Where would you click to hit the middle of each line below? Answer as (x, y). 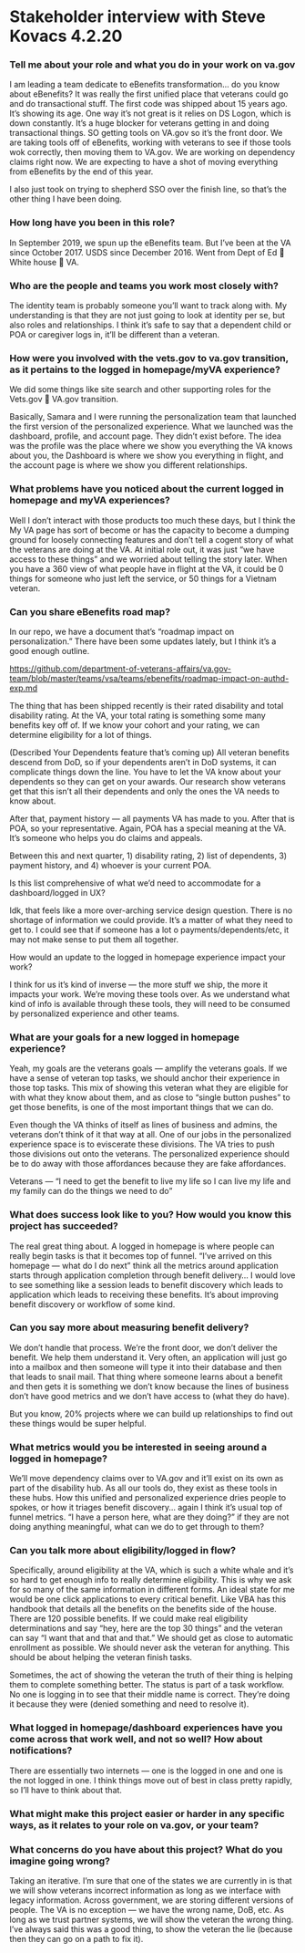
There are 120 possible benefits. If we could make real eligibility (129, 1619)
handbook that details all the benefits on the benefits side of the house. (143, 1609)
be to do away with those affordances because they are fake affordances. (148, 1164)
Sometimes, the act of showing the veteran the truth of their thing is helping (151, 1675)
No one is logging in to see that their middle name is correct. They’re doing (150, 1695)
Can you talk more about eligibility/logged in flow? (123, 1551)
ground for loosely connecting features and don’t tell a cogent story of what (152, 539)
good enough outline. (50, 650)
